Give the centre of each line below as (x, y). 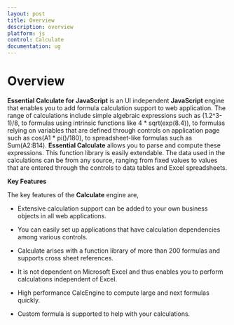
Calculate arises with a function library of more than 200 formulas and (119, 251)
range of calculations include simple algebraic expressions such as (104, 115)
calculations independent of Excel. (67, 279)
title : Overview (31, 20)
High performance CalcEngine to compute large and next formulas (113, 293)
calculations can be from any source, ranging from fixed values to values (112, 160)
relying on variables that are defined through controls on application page (113, 130)
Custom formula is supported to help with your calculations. (104, 314)
